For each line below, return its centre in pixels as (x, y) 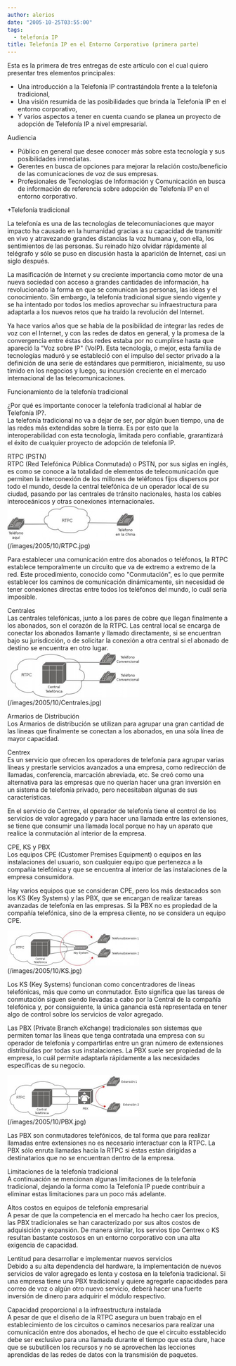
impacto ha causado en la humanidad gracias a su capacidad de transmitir (115, 231)
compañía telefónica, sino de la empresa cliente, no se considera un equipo (117, 913)
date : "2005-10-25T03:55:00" (50, 22)
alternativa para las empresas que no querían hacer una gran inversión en (114, 783)
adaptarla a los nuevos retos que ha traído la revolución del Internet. (106, 312)
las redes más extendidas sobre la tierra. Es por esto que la (93, 428)
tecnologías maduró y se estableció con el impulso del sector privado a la (114, 356)
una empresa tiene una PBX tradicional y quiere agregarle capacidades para (118, 1281)
